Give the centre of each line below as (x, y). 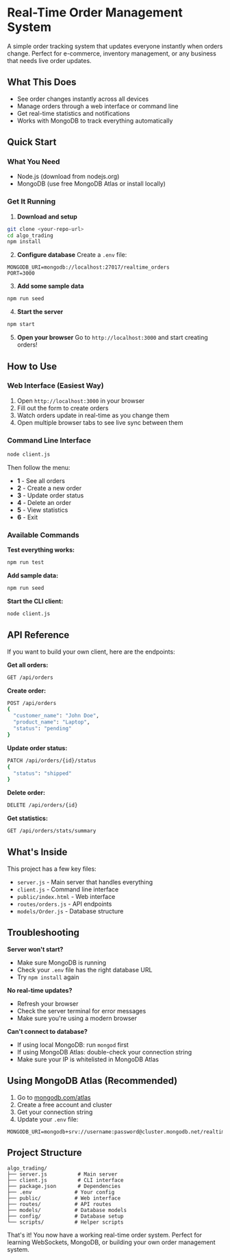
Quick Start (32, 142)
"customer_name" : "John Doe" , (56, 716)
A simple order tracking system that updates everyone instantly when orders (115, 46)
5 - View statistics (42, 510)
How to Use (32, 366)
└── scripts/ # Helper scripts (66, 1222)
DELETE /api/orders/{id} (42, 805)
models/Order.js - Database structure (70, 911)
